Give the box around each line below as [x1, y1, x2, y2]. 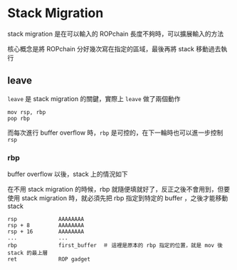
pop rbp [7, 115, 31, 122]
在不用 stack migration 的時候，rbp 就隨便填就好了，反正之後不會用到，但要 [7, 185, 230, 194]
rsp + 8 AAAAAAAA [7, 222, 84, 229]
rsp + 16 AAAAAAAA [7, 228, 84, 236]
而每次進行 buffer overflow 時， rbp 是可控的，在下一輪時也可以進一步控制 [7, 128, 223, 137]
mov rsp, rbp [7, 108, 46, 115]
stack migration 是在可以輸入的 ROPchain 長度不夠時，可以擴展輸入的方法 [7, 29, 224, 38]
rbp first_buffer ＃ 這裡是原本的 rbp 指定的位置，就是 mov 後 [7, 242, 223, 249]
